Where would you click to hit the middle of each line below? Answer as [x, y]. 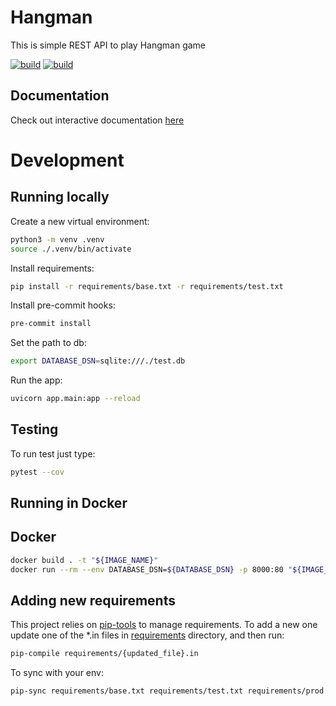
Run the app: [36, 380]
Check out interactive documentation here [97, 120]
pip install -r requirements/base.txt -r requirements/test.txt [147, 286]
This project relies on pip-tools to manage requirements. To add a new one [164, 625]
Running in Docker [69, 503]
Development [67, 160]
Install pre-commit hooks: [63, 305]
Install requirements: [52, 268]
